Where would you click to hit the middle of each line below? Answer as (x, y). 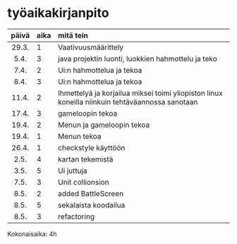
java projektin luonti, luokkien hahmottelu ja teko (137, 59)
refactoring (76, 216)
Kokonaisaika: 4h (32, 233)
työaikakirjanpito (58, 13)
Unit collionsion (83, 182)
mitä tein (73, 35)
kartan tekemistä (85, 159)
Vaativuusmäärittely (91, 47)
